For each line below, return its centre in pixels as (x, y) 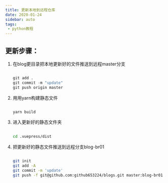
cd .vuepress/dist (32, 137)
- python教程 (21, 29)
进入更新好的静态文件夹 (37, 122)
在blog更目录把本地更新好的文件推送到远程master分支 (69, 64)
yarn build (24, 112)
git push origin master (38, 87)
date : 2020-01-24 (24, 15)
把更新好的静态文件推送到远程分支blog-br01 (58, 147)
